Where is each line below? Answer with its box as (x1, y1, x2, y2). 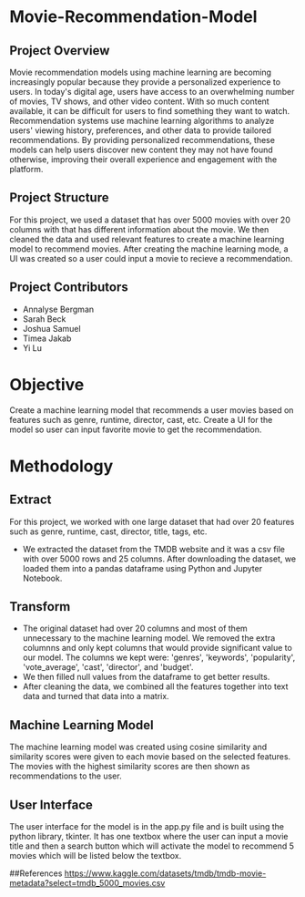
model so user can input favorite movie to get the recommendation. (9, 424, 262, 435)
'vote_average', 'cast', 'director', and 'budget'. (22, 662, 194, 673)
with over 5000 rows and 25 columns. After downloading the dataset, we (22, 553, 297, 564)
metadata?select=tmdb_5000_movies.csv (9, 878, 166, 888)
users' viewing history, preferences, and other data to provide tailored (9, 125, 271, 136)
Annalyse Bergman (22, 304, 95, 314)
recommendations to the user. (9, 770, 122, 781)
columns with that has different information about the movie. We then (9, 223, 269, 234)
